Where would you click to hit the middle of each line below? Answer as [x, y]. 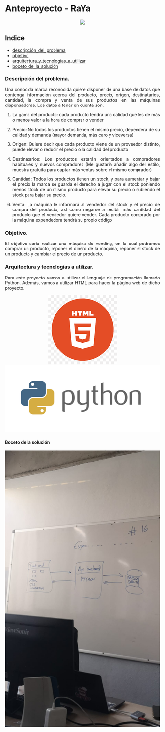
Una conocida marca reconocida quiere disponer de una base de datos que [82, 90]
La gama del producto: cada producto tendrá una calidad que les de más [86, 115]
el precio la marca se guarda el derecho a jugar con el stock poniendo [86, 184]
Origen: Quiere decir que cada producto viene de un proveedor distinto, [86, 144]
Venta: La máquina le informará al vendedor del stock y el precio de [86, 205]
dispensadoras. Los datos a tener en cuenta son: [55, 105]
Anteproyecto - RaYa [48, 9]
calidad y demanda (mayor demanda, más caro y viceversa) [73, 135]
